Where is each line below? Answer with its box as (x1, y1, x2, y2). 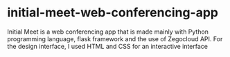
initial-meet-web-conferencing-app (7, 5, 219, 21)
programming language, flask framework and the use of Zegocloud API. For (7, 34, 223, 43)
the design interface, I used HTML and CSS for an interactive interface (7, 42, 208, 50)
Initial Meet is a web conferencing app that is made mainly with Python (7, 27, 209, 36)
